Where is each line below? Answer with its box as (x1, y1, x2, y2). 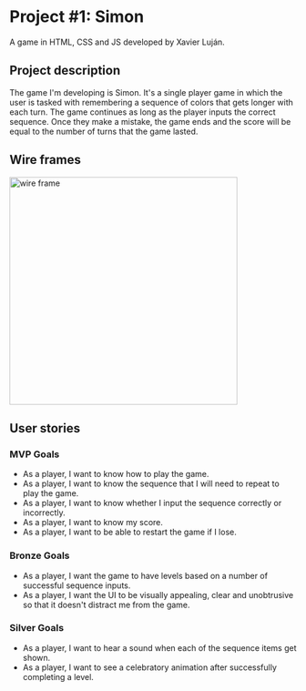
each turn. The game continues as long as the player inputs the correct (9, 107, 276, 117)
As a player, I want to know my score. (22, 517, 164, 528)
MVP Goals (9, 448, 60, 461)
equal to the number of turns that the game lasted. (9, 126, 199, 137)
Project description (9, 63, 121, 78)
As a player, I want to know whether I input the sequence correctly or (22, 498, 282, 509)
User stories (9, 421, 80, 436)
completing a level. (22, 671, 94, 682)
